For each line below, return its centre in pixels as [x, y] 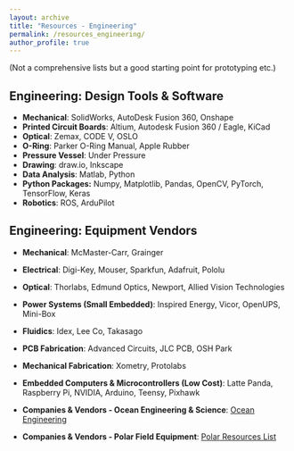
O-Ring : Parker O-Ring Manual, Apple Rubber [106, 146]
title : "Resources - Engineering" [73, 26]
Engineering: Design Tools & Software [117, 96]
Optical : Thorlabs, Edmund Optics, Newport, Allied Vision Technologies [153, 287]
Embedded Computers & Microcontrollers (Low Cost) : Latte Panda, [147, 383]
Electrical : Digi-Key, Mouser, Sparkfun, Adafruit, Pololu [123, 270]
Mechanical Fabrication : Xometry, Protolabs [104, 365]
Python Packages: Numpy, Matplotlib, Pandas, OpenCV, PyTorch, [143, 184]
